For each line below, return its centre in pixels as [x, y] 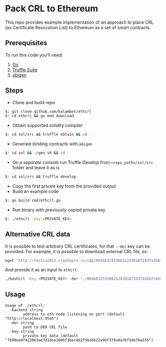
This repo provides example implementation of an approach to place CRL [80, 22]
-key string [22, 332]
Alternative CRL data [38, 234]
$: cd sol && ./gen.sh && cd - [37, 153]
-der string [22, 323]
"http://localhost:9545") [32, 319]
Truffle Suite [25, 70]
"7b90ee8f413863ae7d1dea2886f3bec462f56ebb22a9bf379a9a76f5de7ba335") [79, 340]
